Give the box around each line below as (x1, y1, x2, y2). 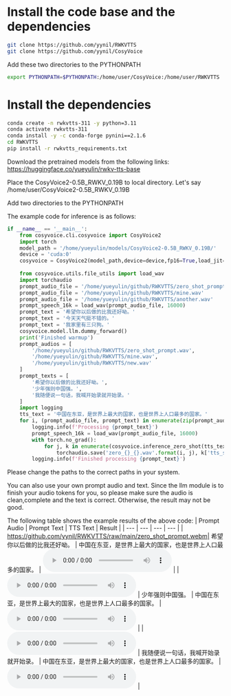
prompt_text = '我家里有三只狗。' (19, 321, 110, 328)
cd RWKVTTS (7, 139, 38, 146)
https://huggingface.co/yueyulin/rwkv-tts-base (7, 164, 141, 173)
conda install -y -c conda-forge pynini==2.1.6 (7, 132, 146, 140)
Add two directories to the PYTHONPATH (7, 199, 124, 207)
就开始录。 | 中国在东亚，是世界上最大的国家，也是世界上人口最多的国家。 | (7, 657, 221, 666)
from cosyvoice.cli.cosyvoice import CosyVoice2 (19, 232, 162, 239)
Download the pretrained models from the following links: (7, 157, 170, 166)
